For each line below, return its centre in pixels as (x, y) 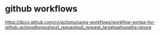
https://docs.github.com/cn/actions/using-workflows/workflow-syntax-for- (80, 22)
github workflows (41, 9)
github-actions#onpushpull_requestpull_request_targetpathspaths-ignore (78, 27)
